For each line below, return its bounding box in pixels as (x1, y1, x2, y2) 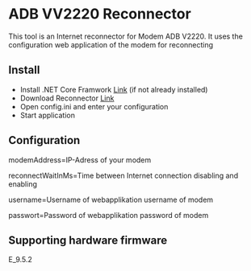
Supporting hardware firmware (8, 233, 168, 247)
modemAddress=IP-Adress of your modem (8, 154, 152, 165)
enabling (8, 179, 38, 189)
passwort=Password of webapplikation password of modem (8, 210, 209, 220)
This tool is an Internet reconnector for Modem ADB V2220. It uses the (8, 31, 244, 41)
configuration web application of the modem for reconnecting (8, 39, 214, 49)
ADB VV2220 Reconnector (8, 5, 191, 23)
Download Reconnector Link (19, 93, 115, 103)
